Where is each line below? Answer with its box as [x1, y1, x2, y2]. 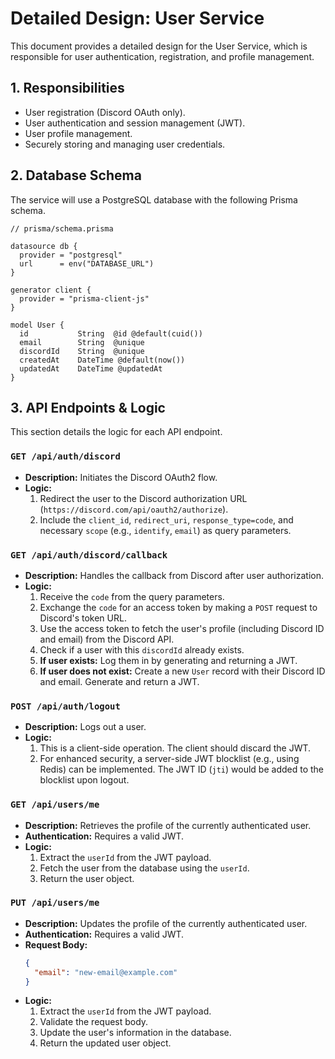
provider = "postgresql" [19, 250, 123, 260]
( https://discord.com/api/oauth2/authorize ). [39, 503, 229, 515]
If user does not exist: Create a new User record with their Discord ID [39, 665, 326, 677]
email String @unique [19, 337, 145, 347]
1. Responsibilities [10, 80, 125, 97]
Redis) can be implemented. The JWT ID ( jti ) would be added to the [39, 763, 324, 776]
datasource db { [10, 241, 78, 251]
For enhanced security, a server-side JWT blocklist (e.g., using [39, 753, 300, 765]
